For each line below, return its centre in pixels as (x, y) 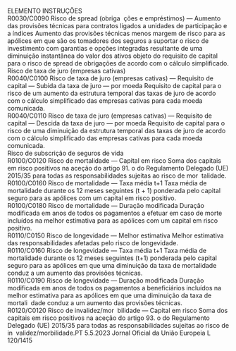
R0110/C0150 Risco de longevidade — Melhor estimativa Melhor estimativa (116, 235)
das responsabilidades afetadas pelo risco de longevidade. (93, 243)
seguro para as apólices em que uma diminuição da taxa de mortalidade (112, 265)
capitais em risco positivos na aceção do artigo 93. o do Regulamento (108, 318)
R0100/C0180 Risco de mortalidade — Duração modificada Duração (106, 205)
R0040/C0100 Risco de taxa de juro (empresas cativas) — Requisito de (110, 78)
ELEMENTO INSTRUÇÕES (45, 11)
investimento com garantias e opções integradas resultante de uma (105, 48)
